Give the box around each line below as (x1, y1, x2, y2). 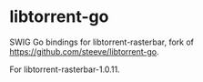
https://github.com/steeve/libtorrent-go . (9, 46, 159, 56)
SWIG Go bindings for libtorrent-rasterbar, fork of (9, 36, 194, 47)
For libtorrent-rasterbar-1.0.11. (9, 64, 120, 75)
